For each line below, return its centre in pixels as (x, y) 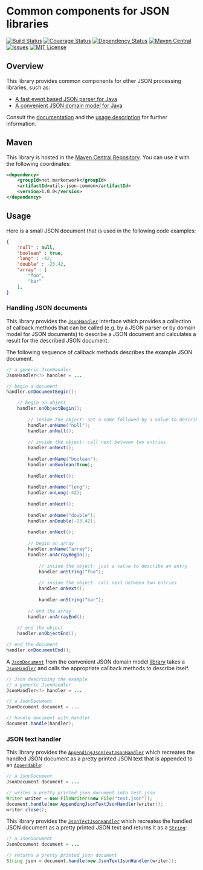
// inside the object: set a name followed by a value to (102, 420)
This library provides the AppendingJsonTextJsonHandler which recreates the (101, 753)
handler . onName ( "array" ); (61, 549)
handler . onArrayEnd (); (56, 617)
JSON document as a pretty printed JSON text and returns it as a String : (97, 828)
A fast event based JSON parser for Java (66, 99)
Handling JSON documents (47, 308)
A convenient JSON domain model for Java (69, 105)
